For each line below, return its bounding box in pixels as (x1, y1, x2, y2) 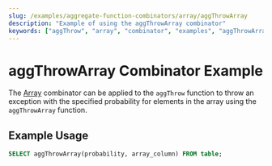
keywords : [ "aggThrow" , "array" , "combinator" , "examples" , (8, 27, 216, 35)
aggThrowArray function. (8, 106, 87, 115)
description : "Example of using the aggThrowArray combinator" (8, 19, 227, 27)
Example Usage (8, 128, 89, 142)
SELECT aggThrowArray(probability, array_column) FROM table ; (8, 150, 223, 158)
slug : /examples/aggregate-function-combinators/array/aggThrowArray (8, 11, 249, 20)
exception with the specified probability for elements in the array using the (8, 97, 257, 106)
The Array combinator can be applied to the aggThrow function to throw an (8, 88, 255, 98)
